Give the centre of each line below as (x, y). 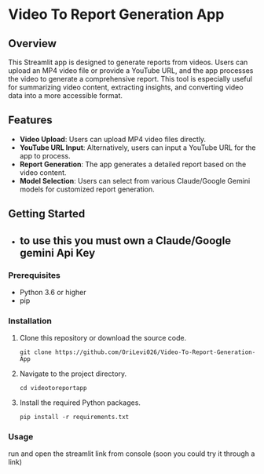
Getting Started (47, 214)
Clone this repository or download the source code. (103, 338)
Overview (33, 44)
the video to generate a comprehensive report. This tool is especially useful (130, 79)
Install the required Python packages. (80, 403)
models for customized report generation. (87, 189)
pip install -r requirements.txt (74, 417)
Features (30, 120)
